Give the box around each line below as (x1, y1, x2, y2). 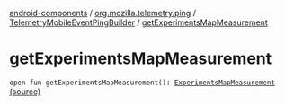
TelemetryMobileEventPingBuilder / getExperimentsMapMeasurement (9, 17, 268, 28)
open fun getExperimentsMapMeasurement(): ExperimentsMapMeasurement (9, 78, 276, 87)
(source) (9, 85, 41, 97)
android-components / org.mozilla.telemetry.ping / (9, 8, 196, 18)
